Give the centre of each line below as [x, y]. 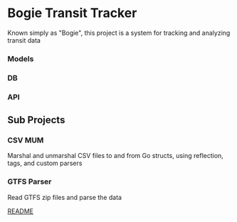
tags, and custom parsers [45, 163]
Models [21, 58]
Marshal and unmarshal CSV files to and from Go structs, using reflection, [116, 156]
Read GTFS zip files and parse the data [65, 197]
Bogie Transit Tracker [72, 13]
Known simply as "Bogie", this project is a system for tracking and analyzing [119, 33]
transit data [24, 40]
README [21, 211]
